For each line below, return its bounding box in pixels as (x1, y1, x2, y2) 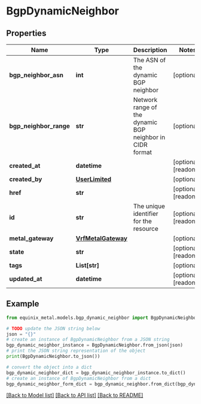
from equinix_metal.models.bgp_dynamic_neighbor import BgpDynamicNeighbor (6, 315, 199, 321)
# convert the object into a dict (6, 364, 93, 370)
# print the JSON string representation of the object (6, 348, 146, 354)
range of (133, 103, 157, 111)
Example (6, 299, 39, 309)
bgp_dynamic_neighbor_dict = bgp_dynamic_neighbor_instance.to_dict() (6, 370, 186, 376)
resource (133, 225, 159, 233)
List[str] (75, 261, 100, 269)
